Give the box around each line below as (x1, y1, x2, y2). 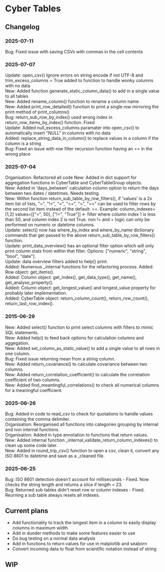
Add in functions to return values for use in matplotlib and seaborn (12, 541, 147, 547)
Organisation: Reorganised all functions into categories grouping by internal (5, 421, 159, 428)
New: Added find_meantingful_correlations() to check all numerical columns (5, 382, 159, 388)
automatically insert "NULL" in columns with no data (5, 130, 111, 136)
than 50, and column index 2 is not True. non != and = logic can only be (5, 217, 150, 222)
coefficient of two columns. (5, 377, 61, 383)
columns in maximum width (12, 525, 68, 531)
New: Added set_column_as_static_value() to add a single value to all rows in (5, 345, 160, 351)
